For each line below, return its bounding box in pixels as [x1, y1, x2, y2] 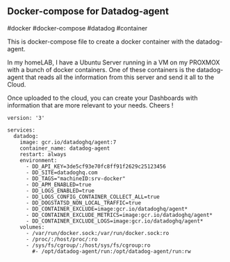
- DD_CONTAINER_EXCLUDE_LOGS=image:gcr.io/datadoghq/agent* [25, 218, 204, 225]
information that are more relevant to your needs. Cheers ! [7, 101, 174, 110]
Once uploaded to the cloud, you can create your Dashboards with [7, 94, 198, 102]
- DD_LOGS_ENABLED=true [25, 187, 95, 194]
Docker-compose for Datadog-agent [7, 6, 169, 17]
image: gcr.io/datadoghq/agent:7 [19, 139, 117, 146]
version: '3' [7, 114, 45, 121]
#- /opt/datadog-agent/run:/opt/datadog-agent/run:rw [32, 247, 191, 255]
